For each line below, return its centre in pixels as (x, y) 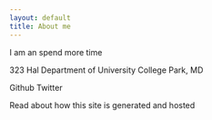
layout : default (40, 18)
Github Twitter (36, 87)
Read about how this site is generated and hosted (102, 105)
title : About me (40, 26)
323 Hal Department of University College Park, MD (106, 70)
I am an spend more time (56, 52)
